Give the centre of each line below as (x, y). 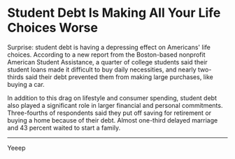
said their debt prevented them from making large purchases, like (119, 77)
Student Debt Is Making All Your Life (114, 13)
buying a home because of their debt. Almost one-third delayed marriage (113, 120)
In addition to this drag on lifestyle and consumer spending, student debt (112, 98)
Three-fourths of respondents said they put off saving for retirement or (109, 113)
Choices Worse (52, 28)
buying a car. (26, 84)
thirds (16, 77)
